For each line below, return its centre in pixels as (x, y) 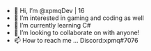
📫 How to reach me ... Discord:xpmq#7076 (76, 40)
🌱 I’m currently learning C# (52, 25)
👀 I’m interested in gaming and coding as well (79, 18)
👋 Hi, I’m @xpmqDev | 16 (49, 11)
